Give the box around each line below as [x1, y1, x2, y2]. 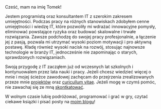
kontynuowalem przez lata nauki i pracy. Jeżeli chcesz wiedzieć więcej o [5, 69, 152, 74]
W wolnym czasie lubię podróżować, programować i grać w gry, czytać [5, 94, 148, 99]
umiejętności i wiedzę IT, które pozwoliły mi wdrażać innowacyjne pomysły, [5, 24, 157, 29]
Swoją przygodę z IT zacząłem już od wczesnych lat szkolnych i [5, 64, 134, 69]
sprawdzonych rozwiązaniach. [5, 54, 66, 60]
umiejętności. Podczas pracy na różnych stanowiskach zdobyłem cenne [5, 19, 149, 24]
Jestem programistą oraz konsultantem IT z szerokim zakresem [5, 14, 133, 19]
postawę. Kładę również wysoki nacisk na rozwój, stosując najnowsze [5, 44, 145, 50]
